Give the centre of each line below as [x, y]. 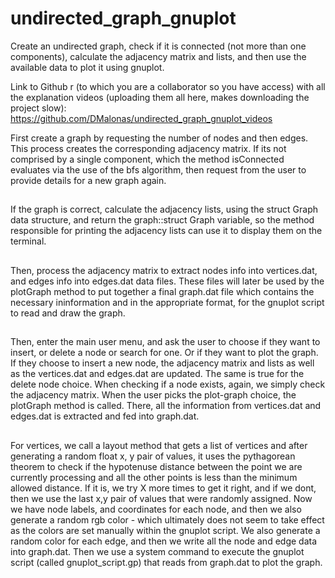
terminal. [28, 241]
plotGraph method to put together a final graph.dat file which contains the [162, 291]
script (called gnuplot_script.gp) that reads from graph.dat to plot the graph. [166, 562]
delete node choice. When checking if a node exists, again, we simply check [168, 384]
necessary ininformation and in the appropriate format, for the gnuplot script [167, 302]
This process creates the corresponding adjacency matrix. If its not [148, 148]
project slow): [38, 108]
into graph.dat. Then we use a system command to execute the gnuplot [157, 551]
